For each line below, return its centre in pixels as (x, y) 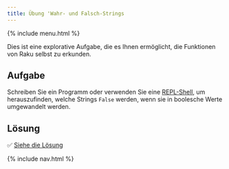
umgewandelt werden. (39, 107)
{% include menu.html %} (44, 33)
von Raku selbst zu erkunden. (49, 54)
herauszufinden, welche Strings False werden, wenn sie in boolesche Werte (115, 99)
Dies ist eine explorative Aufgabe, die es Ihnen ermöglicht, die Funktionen (111, 46)
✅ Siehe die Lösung (35, 145)
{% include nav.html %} (41, 159)
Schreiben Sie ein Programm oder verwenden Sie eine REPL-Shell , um (106, 92)
